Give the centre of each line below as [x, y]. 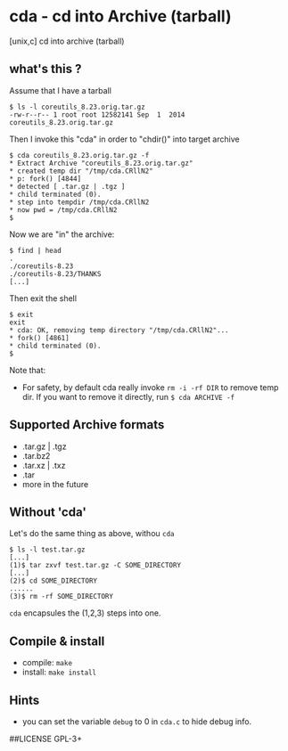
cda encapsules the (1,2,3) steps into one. [85, 613]
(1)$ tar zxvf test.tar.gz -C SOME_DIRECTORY [95, 566]
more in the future [55, 484]
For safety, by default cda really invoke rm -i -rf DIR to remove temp [150, 387]
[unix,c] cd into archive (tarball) [67, 41]
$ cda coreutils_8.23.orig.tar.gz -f [79, 155]
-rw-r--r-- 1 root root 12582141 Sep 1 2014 [97, 114]
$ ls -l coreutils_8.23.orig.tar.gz [77, 107]
